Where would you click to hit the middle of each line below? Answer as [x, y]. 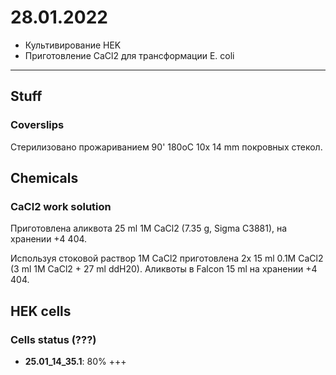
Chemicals [44, 178]
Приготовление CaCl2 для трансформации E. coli [129, 55]
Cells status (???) [53, 339]
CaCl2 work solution [61, 206]
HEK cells [41, 311]
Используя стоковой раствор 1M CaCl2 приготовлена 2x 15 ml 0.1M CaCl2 [167, 258]
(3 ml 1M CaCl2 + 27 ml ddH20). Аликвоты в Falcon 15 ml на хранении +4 [164, 269]
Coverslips [37, 125]
